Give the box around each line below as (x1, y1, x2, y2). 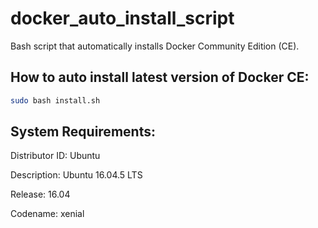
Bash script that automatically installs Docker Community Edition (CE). (10, 40, 300, 52)
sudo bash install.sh (10, 95, 101, 106)
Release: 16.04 (10, 188, 71, 201)
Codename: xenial (10, 208, 85, 220)
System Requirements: (10, 123, 156, 141)
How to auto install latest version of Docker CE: (10, 69, 310, 86)
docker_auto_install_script (10, 7, 235, 30)
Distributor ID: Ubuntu (10, 150, 101, 162)
